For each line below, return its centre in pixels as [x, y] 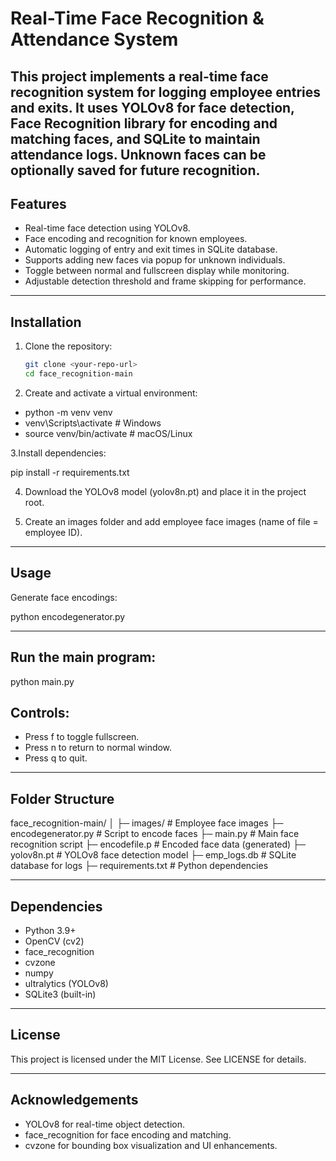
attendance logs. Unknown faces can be [138, 154]
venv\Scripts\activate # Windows [93, 423]
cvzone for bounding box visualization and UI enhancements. [151, 1145]
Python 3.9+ [50, 931]
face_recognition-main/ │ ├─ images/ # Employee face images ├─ [147, 823]
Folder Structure [62, 798]
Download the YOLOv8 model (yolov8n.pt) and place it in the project [165, 491]
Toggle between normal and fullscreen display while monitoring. [157, 271]
